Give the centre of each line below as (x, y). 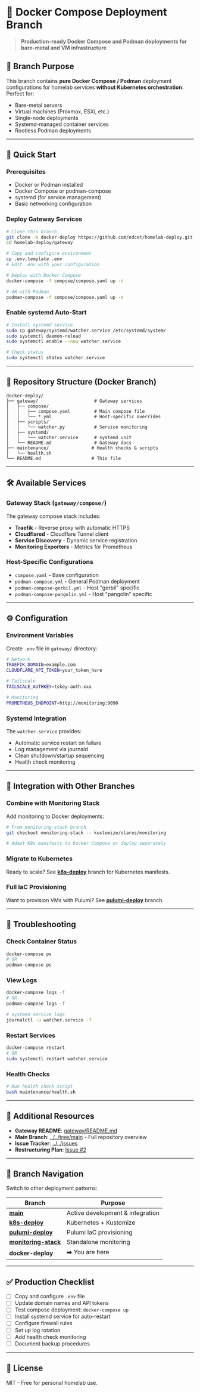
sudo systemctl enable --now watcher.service (63, 342)
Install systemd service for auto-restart (62, 1317)
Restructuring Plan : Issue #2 (51, 1149)
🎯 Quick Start (31, 155)
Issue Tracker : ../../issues (46, 1143)
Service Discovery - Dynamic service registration (76, 540)
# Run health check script (40, 1087)
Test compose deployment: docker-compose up (72, 1310)
